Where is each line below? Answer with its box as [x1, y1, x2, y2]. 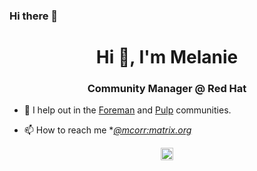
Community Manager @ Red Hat [87, 82, 247, 96]
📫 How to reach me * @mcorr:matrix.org [23, 124, 192, 136]
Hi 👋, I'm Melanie [95, 46, 239, 69]
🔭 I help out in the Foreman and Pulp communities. [23, 104, 232, 116]
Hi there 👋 [9, 9, 59, 23]
